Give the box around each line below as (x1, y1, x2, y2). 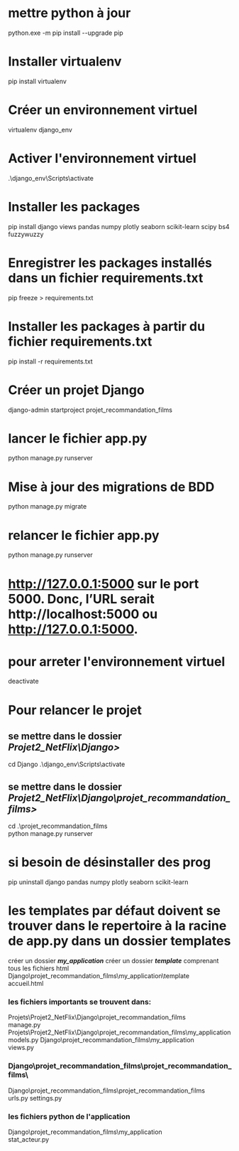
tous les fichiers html (8, 964, 70, 972)
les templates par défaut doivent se (8, 903, 221, 919)
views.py (8, 1044, 35, 1052)
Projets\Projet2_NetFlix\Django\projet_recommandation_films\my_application (8, 1028, 231, 1036)
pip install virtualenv (8, 77, 67, 85)
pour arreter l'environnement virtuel (8, 653, 226, 669)
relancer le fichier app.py (8, 527, 160, 543)
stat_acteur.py (8, 1135, 50, 1144)
